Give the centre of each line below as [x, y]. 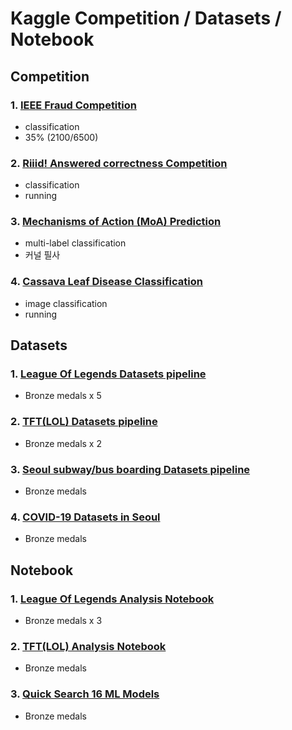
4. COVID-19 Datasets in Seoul [85, 517]
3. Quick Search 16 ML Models [85, 694]
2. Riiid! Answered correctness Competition [119, 163]
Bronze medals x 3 [63, 621]
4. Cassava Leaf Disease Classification [106, 282]
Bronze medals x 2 [63, 443]
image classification [66, 303]
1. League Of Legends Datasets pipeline [108, 374]
